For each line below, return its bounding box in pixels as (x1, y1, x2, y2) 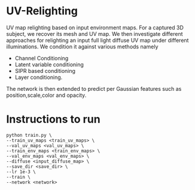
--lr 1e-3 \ (6, 168, 36, 174)
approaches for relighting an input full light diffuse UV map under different (6, 36, 189, 44)
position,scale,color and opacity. (6, 91, 87, 99)
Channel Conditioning (14, 54, 69, 62)
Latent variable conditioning (14, 61, 84, 68)
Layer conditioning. (14, 73, 63, 81)
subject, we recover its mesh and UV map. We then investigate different (6, 30, 184, 37)
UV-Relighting (6, 4, 78, 18)
